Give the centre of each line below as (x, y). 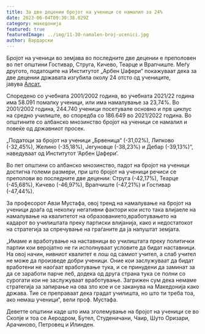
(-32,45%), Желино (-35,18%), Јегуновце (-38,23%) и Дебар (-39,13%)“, (100, 147)
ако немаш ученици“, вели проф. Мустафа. (62, 300)
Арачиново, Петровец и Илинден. (50, 325)
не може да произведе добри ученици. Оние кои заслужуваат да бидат (100, 260)
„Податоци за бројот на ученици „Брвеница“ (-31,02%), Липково (90, 140)
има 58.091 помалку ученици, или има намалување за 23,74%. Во (93, 102)
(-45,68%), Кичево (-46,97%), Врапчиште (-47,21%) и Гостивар (89, 185)
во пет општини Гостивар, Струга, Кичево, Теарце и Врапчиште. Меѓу (98, 64)
